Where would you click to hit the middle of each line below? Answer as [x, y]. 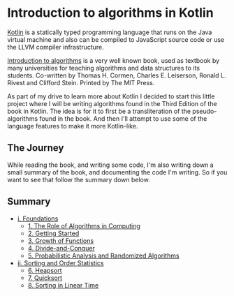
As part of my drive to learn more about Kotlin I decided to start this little [111, 96]
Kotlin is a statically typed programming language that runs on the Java [110, 32]
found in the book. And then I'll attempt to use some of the [123, 118]
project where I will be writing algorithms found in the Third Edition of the [112, 103]
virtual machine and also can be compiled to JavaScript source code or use [116, 39]
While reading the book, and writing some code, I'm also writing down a [111, 165]
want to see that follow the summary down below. [79, 179]
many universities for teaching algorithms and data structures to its [104, 68]
